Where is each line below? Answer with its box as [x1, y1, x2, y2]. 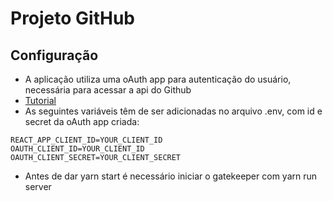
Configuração [10, 47, 99, 64]
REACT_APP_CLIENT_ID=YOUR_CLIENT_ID [10, 135, 163, 145]
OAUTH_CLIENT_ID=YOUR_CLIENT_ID [10, 144, 145, 154]
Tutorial [24, 95, 57, 106]
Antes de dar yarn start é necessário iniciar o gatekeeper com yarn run [24, 170, 318, 182]
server [24, 181, 52, 192]
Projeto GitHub [10, 7, 136, 30]
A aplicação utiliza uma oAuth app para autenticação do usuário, [24, 73, 292, 85]
